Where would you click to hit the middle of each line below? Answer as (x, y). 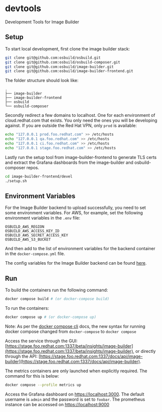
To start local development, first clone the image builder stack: (67, 48)
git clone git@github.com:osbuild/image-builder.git (59, 67)
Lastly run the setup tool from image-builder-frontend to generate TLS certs (81, 157)
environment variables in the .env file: (43, 218)
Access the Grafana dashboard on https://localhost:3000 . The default (75, 394)
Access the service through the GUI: (41, 341)
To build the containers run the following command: (57, 290)
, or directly (145, 351)
